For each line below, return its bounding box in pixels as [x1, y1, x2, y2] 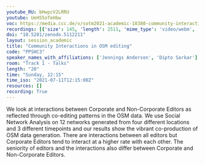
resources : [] [6, 83, 43, 89]
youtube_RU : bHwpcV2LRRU [6, 9, 70, 15]
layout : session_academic [6, 37, 72, 43]
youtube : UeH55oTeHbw [6, 15, 62, 21]
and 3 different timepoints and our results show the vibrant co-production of [6, 125, 198, 132]
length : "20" [6, 65, 40, 72]
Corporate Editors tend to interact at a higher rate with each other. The [6, 138, 184, 145]
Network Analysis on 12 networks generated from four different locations [6, 118, 190, 125]
